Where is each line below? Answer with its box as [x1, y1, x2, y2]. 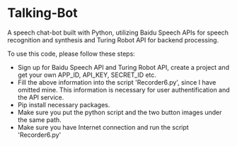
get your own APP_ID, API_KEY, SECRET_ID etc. [17, 71, 157, 79]
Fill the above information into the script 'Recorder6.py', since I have [17, 78, 216, 86]
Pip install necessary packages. [17, 100, 110, 109]
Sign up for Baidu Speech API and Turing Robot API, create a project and [17, 63, 230, 71]
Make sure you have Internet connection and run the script [17, 123, 189, 131]
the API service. [17, 93, 64, 102]
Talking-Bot [7, 5, 78, 21]
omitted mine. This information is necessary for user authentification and [17, 85, 230, 94]
